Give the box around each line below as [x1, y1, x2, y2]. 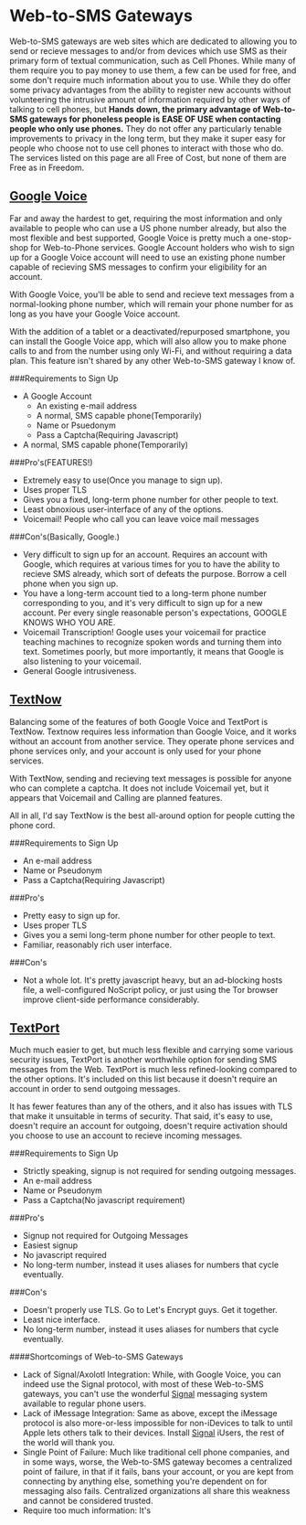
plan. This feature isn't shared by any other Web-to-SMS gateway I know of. [9, 355, 296, 366]
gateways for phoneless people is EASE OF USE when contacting [28, 113, 281, 124]
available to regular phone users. [22, 1398, 147, 1409]
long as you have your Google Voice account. [9, 308, 181, 319]
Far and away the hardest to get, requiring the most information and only [9, 212, 283, 224]
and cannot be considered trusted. [22, 1496, 153, 1507]
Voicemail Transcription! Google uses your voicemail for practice [22, 626, 267, 637]
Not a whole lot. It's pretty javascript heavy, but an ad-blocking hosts [22, 975, 283, 986]
